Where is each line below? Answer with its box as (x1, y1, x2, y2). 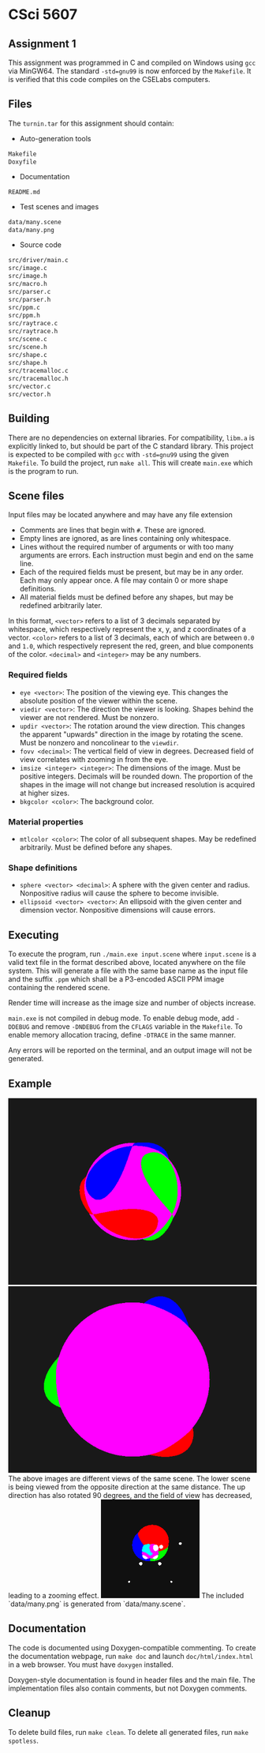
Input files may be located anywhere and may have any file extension (8, 510, 233, 520)
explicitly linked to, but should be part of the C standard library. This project (8, 441, 254, 451)
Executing (8, 928, 59, 941)
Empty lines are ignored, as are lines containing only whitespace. (19, 534, 231, 543)
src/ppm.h (8, 311, 41, 319)
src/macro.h (8, 280, 47, 287)
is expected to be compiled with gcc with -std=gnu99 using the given (8, 449, 230, 459)
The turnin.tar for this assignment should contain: (8, 118, 175, 128)
